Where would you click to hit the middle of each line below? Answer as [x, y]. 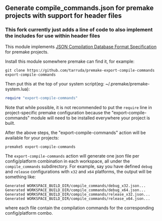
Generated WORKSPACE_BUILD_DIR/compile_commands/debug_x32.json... [76, 186]
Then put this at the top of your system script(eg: [55, 83]
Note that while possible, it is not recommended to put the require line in [79, 107]
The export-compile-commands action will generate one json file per [72, 156]
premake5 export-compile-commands [40, 147]
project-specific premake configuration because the [58, 112]
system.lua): [18, 89]
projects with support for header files [63, 16]
